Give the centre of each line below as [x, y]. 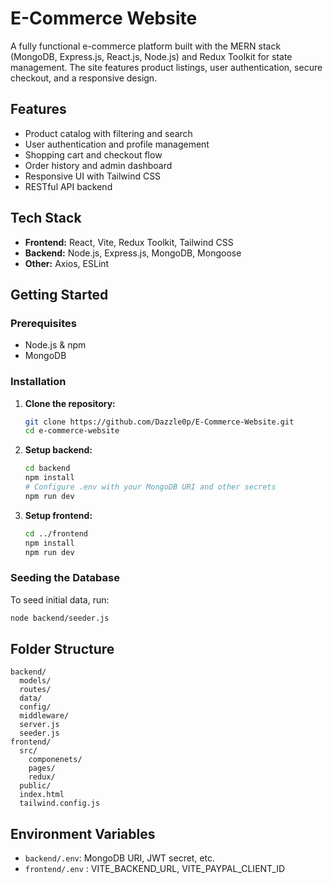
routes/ [35, 690]
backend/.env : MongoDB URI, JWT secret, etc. [120, 858]
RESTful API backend [68, 186]
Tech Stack [46, 218]
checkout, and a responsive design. [84, 78]
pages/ [42, 768]
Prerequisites [43, 323]
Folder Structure [62, 648]
